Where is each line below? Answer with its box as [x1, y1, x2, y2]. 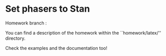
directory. [5, 35, 25, 41]
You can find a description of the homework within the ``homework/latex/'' [5, 30, 161, 36]
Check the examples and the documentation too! [5, 45, 108, 51]
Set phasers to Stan [5, 3, 90, 15]
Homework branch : [5, 20, 47, 26]
